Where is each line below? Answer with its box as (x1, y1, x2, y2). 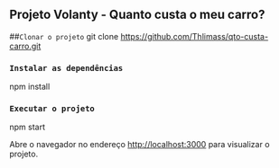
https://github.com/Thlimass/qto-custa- (120, 31, 269, 41)
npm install (9, 81, 51, 93)
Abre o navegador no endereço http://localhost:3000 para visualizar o (9, 139, 270, 150)
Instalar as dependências (9, 63, 124, 73)
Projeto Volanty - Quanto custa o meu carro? (9, 7, 265, 22)
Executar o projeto (9, 103, 95, 114)
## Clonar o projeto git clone (9, 31, 119, 41)
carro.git (9, 40, 42, 51)
